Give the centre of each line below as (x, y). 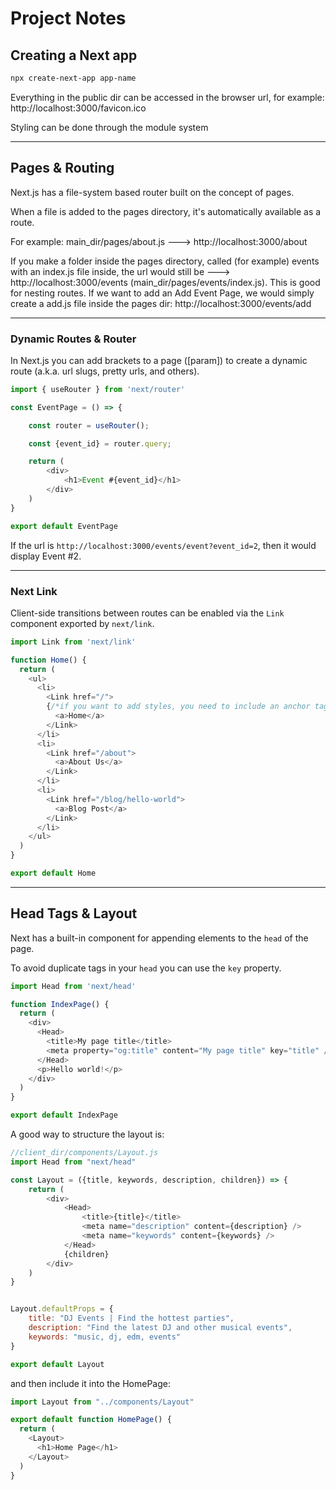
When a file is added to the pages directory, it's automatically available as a (166, 211)
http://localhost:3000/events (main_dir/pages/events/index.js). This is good (165, 282)
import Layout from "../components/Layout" (102, 1402)
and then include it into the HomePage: (90, 1383)
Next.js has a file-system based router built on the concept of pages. (152, 192)
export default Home (53, 873)
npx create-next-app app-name (73, 78)
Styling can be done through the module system (109, 127)
